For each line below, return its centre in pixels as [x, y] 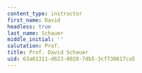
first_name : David [34, 20]
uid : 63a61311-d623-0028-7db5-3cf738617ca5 [71, 59]
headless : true [29, 26]
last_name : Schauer [35, 33]
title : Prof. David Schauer [48, 53]
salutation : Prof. [34, 46]
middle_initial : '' [35, 40]
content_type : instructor [45, 14]
